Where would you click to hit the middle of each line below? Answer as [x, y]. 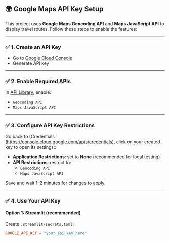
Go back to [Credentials [30, 136]
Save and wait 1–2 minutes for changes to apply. [55, 183]
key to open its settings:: [31, 147]
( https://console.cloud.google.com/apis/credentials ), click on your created [83, 142]
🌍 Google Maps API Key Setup [54, 9]
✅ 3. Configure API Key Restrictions [50, 125]
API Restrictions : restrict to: [42, 162]
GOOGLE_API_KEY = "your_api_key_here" [46, 233]
